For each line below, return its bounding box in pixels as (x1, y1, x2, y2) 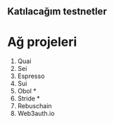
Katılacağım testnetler (7, 6, 107, 18)
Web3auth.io (17, 109, 55, 118)
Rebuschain (17, 102, 52, 110)
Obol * (17, 87, 37, 96)
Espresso (17, 72, 45, 80)
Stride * (17, 94, 40, 103)
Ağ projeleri (7, 34, 77, 50)
